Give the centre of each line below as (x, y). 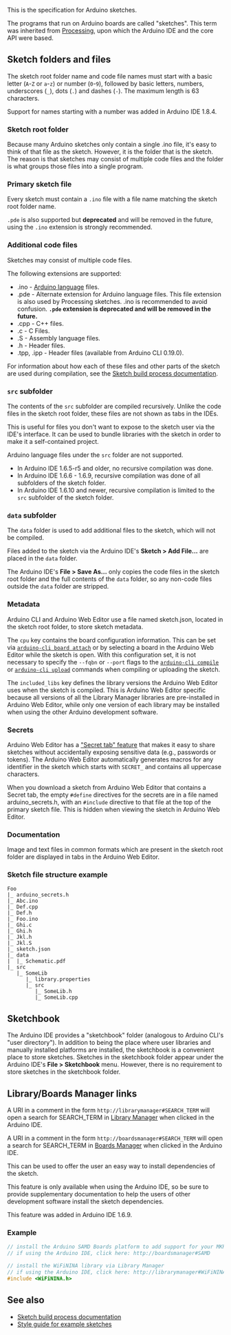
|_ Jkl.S (20, 944)
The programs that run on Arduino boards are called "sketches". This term (112, 23)
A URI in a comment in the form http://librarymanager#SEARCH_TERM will (109, 1110)
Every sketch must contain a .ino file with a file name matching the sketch (112, 199)
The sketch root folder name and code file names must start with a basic (110, 76)
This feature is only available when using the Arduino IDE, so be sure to (108, 1187)
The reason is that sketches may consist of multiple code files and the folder (115, 159)
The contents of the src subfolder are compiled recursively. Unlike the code (114, 406)
